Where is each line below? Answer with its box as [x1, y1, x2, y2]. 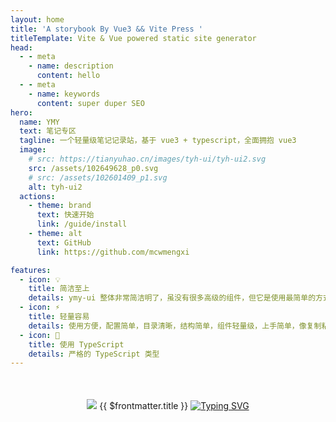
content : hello [36, 71, 101, 81]
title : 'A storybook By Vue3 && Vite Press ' [10, 24, 203, 34]
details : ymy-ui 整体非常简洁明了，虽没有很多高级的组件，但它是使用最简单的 [28, 293, 317, 303]
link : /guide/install [36, 219, 128, 230]
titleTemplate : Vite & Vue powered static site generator [10, 33, 257, 43]
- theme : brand [28, 201, 92, 211]
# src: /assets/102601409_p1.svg [28, 172, 168, 183]
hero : [10, 107, 33, 118]
